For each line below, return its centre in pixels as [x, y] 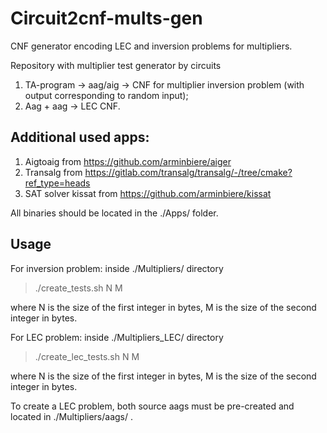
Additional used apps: [80, 137]
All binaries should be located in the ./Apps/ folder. [114, 213]
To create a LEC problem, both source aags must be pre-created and [152, 406]
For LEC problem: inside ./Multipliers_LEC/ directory [117, 337]
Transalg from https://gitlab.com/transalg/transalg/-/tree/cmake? [158, 172]
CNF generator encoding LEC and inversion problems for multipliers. [151, 46]
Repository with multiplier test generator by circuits [116, 65]
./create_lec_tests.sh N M [87, 356]
